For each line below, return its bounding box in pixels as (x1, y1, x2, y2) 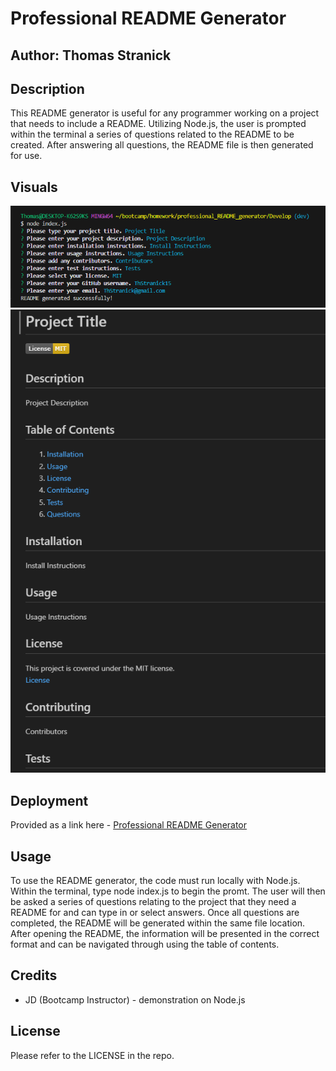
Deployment (10, 792, 89, 809)
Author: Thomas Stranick (10, 47, 172, 64)
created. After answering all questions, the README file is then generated (10, 139, 314, 151)
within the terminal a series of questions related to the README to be (10, 128, 295, 141)
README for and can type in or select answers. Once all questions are (10, 907, 300, 919)
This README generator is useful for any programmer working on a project (10, 107, 320, 119)
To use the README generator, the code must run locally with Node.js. (10, 875, 301, 887)
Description (10, 80, 85, 97)
